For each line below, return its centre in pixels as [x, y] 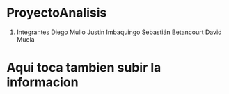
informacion [42, 83]
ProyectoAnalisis [57, 13]
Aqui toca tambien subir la [84, 68]
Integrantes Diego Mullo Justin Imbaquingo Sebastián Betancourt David [119, 32]
